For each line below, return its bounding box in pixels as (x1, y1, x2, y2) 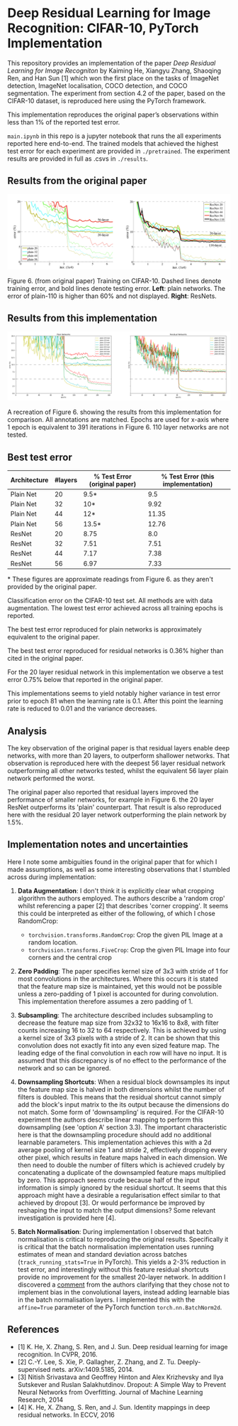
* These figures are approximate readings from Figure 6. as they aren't (7, 575, 214, 584)
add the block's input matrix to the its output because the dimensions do (17, 1100, 229, 1109)
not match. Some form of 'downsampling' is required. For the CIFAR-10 (17, 1107, 225, 1116)
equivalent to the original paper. (7, 633, 101, 642)
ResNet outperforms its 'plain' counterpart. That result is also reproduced (7, 803, 222, 812)
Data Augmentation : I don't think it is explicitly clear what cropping (17, 886, 215, 895)
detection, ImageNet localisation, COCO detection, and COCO (7, 81, 188, 90)
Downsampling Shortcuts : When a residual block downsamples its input (17, 1078, 230, 1086)
